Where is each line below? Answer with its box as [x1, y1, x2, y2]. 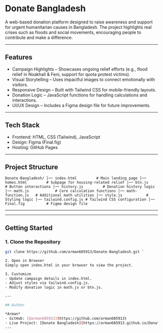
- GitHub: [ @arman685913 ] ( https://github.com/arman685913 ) [5, 316, 127, 321]
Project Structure [5, 163, 58, 171]
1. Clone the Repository [5, 238, 61, 245]
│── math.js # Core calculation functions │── [5, 188, 125, 194]
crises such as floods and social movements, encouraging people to [5, 29, 142, 35]
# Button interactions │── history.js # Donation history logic [5, 185, 155, 189]
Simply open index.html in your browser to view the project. [5, 262, 133, 268]
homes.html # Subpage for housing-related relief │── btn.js [5, 180, 149, 185]
